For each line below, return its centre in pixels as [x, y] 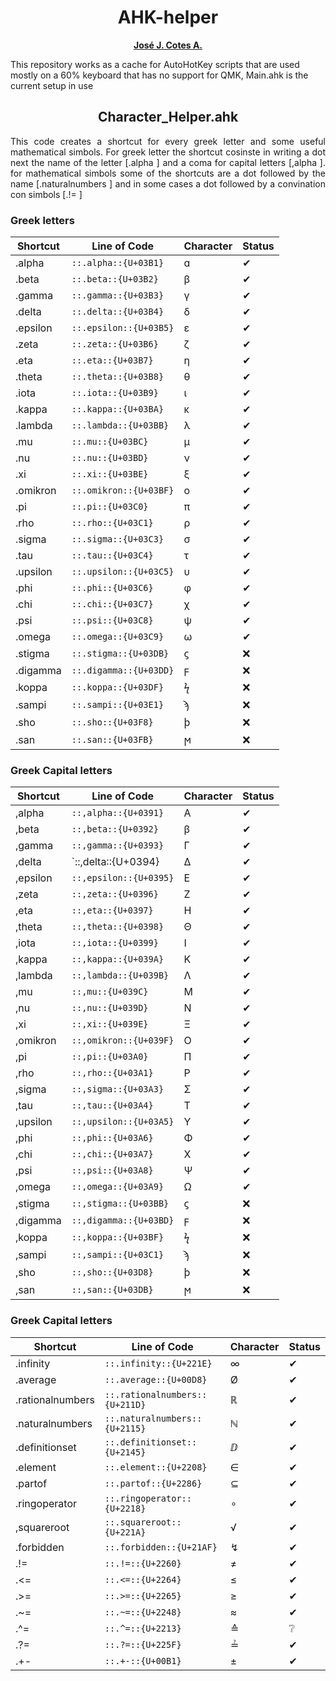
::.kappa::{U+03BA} [118, 409]
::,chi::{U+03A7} [112, 1154]
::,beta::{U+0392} [115, 829]
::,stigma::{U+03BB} [120, 1204]
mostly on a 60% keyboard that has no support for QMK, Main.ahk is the [159, 75]
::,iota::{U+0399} [115, 943]
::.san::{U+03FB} [112, 740]
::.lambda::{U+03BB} [120, 425]
